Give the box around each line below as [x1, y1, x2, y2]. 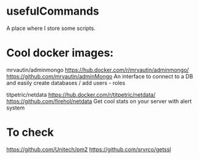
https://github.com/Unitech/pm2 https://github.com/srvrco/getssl [6, 146, 171, 153]
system [6, 104, 25, 111]
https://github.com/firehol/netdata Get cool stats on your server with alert [6, 97, 192, 105]
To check [6, 125, 54, 139]
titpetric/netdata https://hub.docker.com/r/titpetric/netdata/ [6, 91, 156, 98]
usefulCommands [6, 4, 99, 18]
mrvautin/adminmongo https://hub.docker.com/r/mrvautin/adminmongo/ [6, 66, 189, 73]
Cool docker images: [6, 46, 114, 60]
